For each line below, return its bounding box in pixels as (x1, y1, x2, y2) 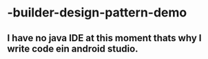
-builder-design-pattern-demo (7, 5, 187, 21)
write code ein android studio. (7, 43, 139, 54)
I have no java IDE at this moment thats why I (7, 32, 202, 44)
